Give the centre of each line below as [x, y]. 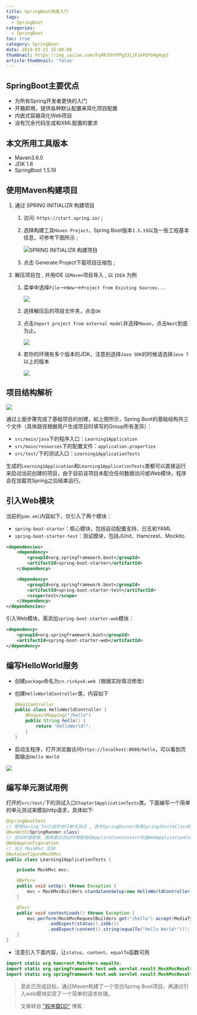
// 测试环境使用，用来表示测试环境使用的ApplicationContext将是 [77, 838]
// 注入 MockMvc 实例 [31, 848]
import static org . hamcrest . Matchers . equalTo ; [64, 963]
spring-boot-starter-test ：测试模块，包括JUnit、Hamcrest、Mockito [99, 536]
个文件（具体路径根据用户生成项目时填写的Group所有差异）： [79, 426]
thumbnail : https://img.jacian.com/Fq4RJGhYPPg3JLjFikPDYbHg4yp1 [87, 55]
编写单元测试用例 [37, 788]
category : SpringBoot [33, 45]
